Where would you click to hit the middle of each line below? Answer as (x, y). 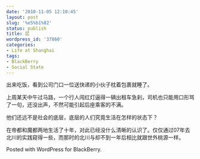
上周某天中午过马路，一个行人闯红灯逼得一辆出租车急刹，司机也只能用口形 (98, 97)
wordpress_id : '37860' (34, 39)
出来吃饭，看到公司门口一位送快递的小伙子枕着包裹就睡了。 (79, 85)
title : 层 (18, 34)
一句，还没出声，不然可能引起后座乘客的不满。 (69, 105)
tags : (13, 56)
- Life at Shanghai (30, 51)
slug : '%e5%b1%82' (29, 23)
